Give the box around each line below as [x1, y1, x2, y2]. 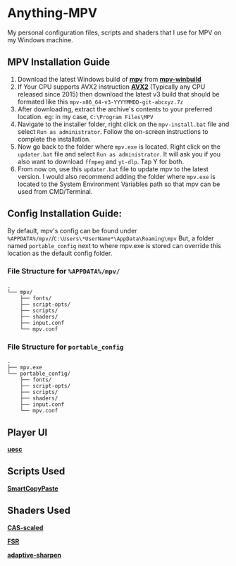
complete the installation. [17, 135, 91, 143]
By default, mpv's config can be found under [7, 226, 137, 235]
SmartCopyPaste [7, 484, 58, 493]
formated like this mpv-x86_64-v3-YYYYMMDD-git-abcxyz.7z [17, 97, 184, 106]
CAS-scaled [7, 523, 44, 531]
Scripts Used [7, 465, 66, 477]
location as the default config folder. [7, 249, 113, 257]
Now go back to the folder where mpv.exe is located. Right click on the [17, 142, 221, 151]
